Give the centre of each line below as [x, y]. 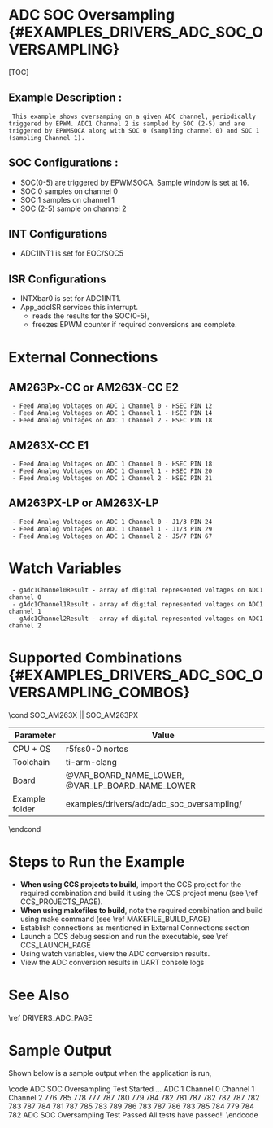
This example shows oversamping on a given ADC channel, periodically [134, 116]
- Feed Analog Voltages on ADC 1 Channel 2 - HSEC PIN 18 [112, 421]
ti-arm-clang [91, 762]
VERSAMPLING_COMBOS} [100, 692]
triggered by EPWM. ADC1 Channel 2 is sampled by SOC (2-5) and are [127, 124]
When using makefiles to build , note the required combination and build [141, 910]
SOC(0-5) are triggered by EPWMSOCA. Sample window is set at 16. [134, 182]
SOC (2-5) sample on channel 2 [73, 208]
